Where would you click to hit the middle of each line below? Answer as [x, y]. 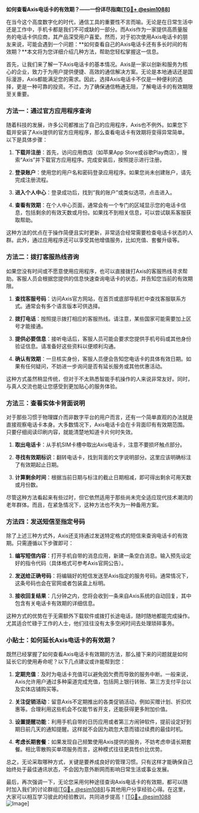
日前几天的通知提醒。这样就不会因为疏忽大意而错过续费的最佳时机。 [103, 729]
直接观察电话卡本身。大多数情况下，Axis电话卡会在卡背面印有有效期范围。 [97, 424]
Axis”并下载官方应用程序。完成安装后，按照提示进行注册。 [94, 160]
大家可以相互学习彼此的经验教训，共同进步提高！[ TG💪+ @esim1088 [89, 797]
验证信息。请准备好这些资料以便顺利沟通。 [67, 346]
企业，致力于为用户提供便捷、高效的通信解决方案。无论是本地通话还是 [102, 72]
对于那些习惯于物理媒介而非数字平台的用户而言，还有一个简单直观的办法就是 [99, 417]
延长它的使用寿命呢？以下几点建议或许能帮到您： [66, 661]
